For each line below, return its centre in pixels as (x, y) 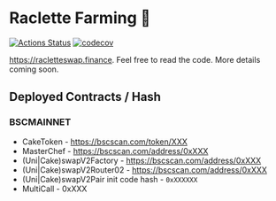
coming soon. (34, 69)
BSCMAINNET (40, 122)
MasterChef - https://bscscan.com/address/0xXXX (115, 151)
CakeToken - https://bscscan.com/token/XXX (104, 142)
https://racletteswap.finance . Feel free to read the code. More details (135, 59)
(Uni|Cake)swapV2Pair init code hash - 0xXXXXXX (110, 179)
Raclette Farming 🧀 (80, 18)
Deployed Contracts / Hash (85, 97)
